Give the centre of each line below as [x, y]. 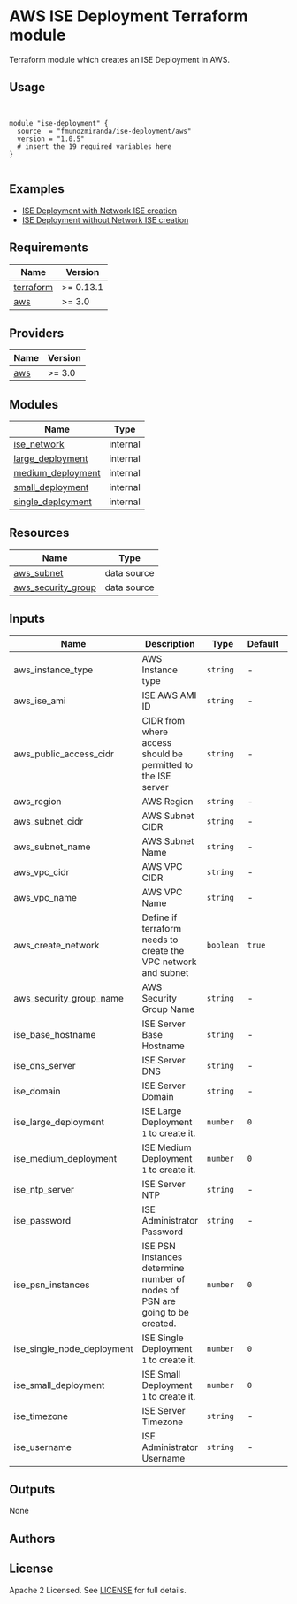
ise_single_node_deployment [74, 1348]
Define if [160, 917]
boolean [222, 945]
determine [163, 1268]
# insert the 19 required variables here [95, 146]
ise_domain [37, 1091]
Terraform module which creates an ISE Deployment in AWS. [119, 59]
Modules [34, 404]
